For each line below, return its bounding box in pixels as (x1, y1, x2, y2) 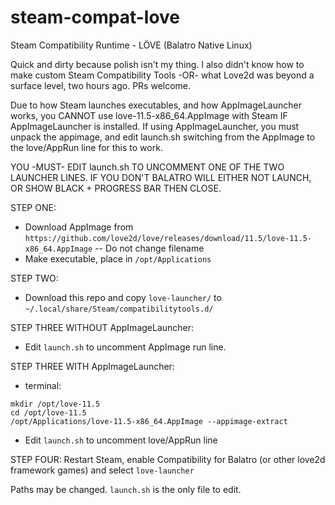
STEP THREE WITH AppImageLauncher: (10, 360, 175, 372)
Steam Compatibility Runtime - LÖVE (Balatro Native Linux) (10, 39, 253, 51)
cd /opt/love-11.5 (10, 407, 87, 418)
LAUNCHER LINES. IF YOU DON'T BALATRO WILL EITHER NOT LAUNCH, (10, 171, 312, 183)
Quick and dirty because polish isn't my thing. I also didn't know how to (10, 58, 305, 70)
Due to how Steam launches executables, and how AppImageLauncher (10, 99, 302, 111)
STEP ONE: (10, 201, 57, 213)
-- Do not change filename (94, 242, 205, 254)
